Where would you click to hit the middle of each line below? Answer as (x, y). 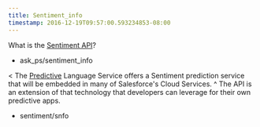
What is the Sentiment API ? (52, 45)
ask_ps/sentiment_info (56, 60)
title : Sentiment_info (45, 15)
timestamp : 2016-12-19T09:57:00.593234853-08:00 (89, 23)
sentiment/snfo (44, 115)
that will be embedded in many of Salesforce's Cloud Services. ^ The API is (130, 84)
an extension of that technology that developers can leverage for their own (130, 92)
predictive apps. (34, 100)
